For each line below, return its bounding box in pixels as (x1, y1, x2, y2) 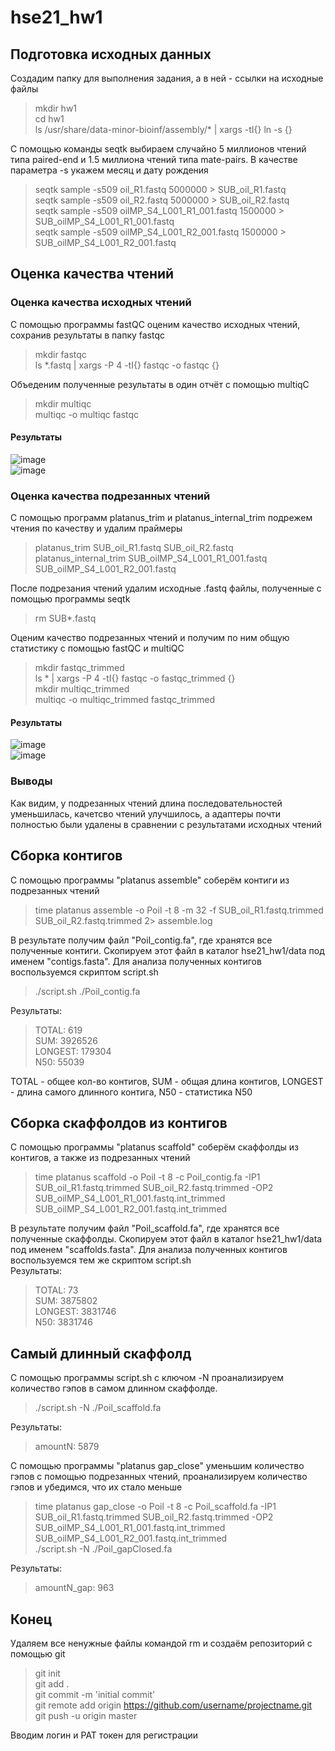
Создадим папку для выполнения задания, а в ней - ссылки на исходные (10, 72, 324, 84)
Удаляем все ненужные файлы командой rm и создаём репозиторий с (10, 1637, 313, 1649)
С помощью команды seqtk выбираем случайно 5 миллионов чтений (10, 143, 307, 155)
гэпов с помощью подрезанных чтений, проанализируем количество (10, 1471, 308, 1483)
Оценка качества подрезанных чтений (10, 489, 211, 503)
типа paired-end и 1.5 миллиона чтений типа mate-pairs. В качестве (10, 154, 298, 165)
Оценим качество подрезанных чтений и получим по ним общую (10, 632, 290, 644)
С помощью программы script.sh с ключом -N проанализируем (10, 1372, 285, 1384)
